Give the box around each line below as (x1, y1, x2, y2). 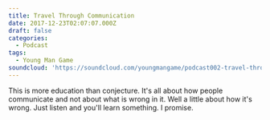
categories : (8, 34, 48, 42)
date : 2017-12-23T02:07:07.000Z (8, 19, 117, 27)
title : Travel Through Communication (8, 11, 135, 20)
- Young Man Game (15, 57, 74, 65)
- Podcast (15, 42, 48, 50)
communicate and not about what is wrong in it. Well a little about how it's (8, 94, 253, 104)
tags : (8, 49, 27, 57)
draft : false (8, 26, 52, 34)
